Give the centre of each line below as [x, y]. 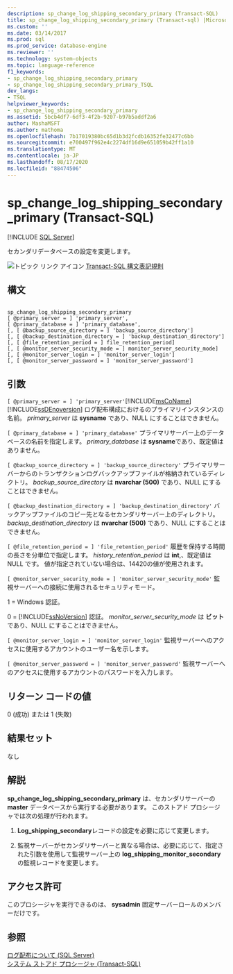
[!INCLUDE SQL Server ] [41, 237]
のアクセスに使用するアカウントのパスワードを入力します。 [92, 672]
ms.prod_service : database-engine [57, 46]
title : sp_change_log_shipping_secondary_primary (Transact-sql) [103, 20]
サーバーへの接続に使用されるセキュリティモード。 [86, 587]
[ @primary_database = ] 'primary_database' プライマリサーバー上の [107, 433]
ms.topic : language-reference [51, 65]
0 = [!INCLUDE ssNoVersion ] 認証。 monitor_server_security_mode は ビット [115, 617]
